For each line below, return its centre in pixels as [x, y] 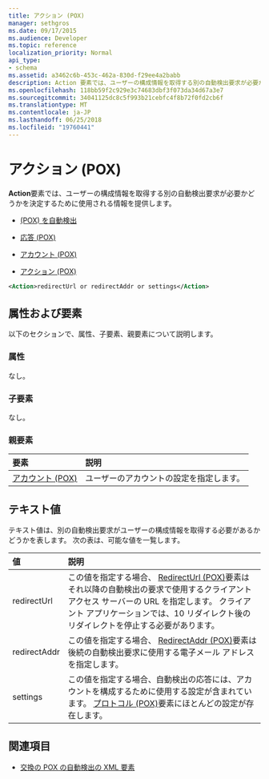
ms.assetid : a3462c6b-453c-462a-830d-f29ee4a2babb [94, 75]
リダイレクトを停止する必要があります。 [144, 625]
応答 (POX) [38, 237]
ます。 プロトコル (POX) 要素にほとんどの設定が [157, 704]
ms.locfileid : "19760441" [51, 127]
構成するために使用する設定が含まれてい [176, 692]
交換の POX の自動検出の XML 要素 [77, 767]
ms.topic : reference [43, 46]
